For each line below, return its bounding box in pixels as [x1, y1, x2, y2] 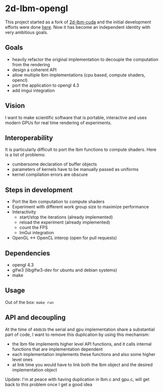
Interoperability [5, 133, 54, 142]
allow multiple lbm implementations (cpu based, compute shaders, [12, 72, 145, 78]
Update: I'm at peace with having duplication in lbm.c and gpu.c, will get [5, 376, 150, 382]
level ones [12, 356, 33, 362]
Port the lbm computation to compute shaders [12, 199, 105, 205]
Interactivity [12, 209, 36, 215]
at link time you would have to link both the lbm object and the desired [12, 361, 153, 368]
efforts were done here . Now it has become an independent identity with [5, 24, 151, 30]
